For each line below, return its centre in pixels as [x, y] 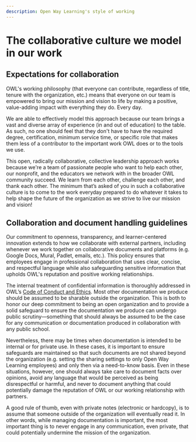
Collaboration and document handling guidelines [97, 223]
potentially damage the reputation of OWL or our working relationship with [96, 390]
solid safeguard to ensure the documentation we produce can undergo [91, 310]
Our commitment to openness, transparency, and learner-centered [86, 237]
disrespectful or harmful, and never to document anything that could [88, 384]
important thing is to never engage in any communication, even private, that [97, 426]
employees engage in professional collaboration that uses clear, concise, [94, 262]
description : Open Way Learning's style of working [70, 11]
